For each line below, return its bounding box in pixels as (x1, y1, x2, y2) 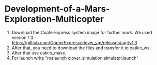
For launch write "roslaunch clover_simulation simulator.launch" (11, 55, 139, 61)
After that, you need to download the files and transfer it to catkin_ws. (11, 45, 151, 51)
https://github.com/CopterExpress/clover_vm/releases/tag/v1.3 (11, 39, 138, 45)
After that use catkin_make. (11, 50, 66, 56)
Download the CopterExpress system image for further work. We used (11, 29, 152, 35)
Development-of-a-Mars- (4, 3, 110, 14)
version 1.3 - (11, 35, 37, 40)
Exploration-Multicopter (4, 13, 104, 25)
